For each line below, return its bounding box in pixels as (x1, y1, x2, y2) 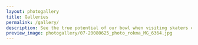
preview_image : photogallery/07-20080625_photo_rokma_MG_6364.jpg (6, 30, 173, 36)
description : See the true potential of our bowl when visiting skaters (6, 25, 189, 31)
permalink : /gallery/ (6, 19, 60, 25)
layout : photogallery (6, 8, 60, 15)
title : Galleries (6, 14, 49, 20)
